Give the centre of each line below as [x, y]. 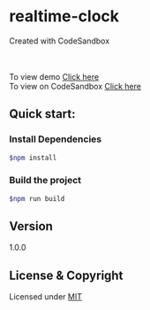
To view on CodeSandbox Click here [75, 86]
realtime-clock [64, 16]
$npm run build [37, 198]
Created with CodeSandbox [60, 41]
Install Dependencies [56, 139]
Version [31, 226]
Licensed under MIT [45, 297]
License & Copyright [66, 275]
